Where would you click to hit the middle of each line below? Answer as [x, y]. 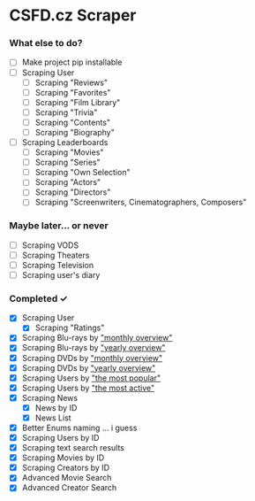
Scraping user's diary [61, 274]
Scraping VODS [50, 245]
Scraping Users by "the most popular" [91, 378]
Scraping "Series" [67, 162]
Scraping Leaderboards [65, 142]
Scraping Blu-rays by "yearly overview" [94, 348]
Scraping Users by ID [60, 438]
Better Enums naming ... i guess [79, 428]
